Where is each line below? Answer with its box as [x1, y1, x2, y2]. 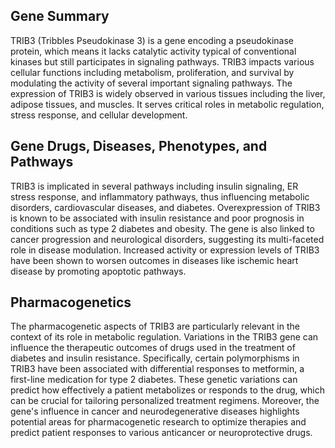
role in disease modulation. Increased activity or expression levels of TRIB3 [10, 244, 320, 256]
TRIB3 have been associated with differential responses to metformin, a [10, 363, 305, 375]
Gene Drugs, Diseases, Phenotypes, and [10, 138, 268, 155]
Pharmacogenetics [10, 294, 132, 311]
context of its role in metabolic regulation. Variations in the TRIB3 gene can [10, 331, 319, 343]
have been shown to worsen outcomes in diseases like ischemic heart [10, 254, 299, 266]
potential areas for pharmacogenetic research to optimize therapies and [10, 416, 307, 428]
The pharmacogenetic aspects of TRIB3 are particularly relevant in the [10, 320, 300, 333]
